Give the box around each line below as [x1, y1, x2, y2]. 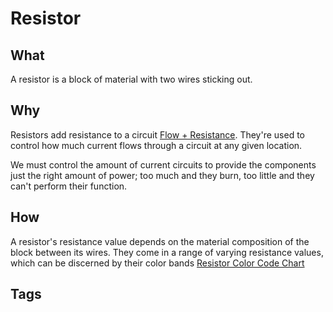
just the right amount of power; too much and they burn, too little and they [10, 169, 315, 181]
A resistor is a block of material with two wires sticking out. [10, 73, 253, 85]
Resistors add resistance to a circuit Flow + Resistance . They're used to [10, 128, 305, 141]
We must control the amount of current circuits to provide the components [10, 158, 317, 171]
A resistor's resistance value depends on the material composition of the [10, 235, 310, 247]
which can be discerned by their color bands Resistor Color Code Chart [10, 257, 305, 269]
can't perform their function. [10, 180, 128, 192]
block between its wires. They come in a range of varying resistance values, [10, 246, 324, 258]
